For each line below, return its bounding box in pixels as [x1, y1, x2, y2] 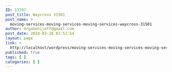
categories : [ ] [5, 59, 40, 64]
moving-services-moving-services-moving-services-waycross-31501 [10, 21, 153, 27]
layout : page [5, 36, 33, 41]
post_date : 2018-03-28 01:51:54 [5, 31, 74, 36]
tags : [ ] [5, 54, 27, 60]
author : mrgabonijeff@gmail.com [5, 26, 74, 31]
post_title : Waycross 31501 [5, 12, 66, 17]
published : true [5, 50, 40, 55]
